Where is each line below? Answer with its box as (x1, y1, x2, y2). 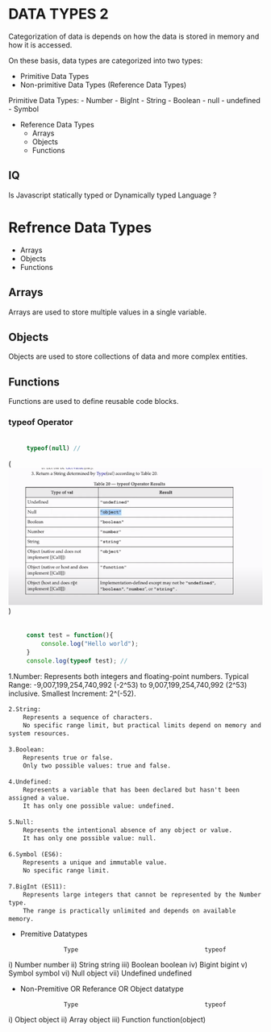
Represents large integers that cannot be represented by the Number (23, 890, 262, 899)
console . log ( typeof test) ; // (26, 656, 128, 665)
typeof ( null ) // (26, 444, 81, 452)
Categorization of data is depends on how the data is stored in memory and (8, 31, 260, 41)
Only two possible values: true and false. (23, 761, 172, 770)
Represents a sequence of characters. (23, 713, 153, 722)
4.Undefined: (8, 777, 52, 786)
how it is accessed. (8, 40, 73, 49)
